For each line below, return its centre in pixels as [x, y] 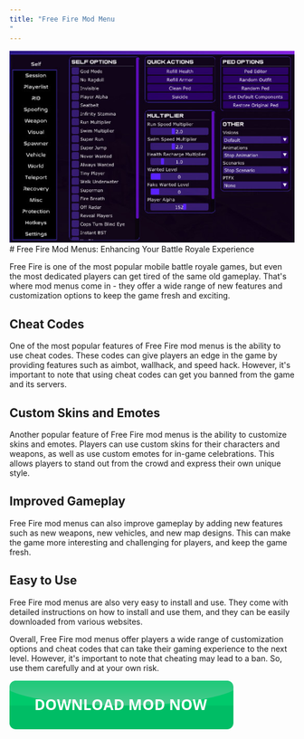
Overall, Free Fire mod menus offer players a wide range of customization [147, 639]
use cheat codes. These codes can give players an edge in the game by [143, 355]
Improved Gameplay [67, 502]
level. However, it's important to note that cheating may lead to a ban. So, [146, 658]
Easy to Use [43, 580]
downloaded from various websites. [76, 621]
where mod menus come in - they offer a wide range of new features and [146, 286]
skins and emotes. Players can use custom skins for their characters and [145, 444]
